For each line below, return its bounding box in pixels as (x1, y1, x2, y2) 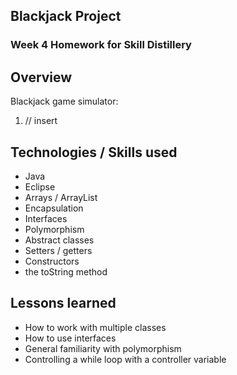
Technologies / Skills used (10, 144, 178, 161)
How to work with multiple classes (24, 321, 167, 333)
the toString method (24, 265, 108, 278)
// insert (24, 115, 58, 127)
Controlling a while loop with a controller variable (24, 353, 227, 365)
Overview (10, 69, 73, 86)
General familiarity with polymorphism (24, 342, 182, 354)
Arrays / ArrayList (24, 191, 98, 203)
